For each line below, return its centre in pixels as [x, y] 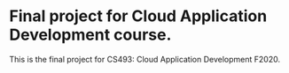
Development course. [90, 35]
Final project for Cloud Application [138, 16]
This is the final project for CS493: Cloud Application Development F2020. [145, 59]
